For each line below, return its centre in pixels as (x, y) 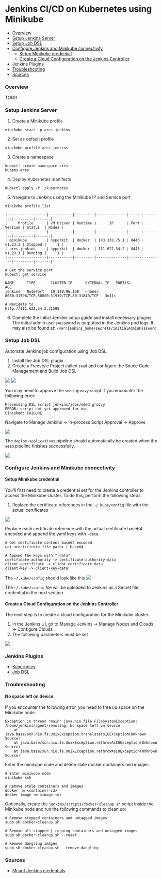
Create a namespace (33, 157)
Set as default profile (33, 139)
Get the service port (31, 270)
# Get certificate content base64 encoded (49, 542)
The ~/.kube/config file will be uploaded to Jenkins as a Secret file (72, 587)
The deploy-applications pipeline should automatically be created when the (81, 440)
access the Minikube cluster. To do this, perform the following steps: (73, 495)
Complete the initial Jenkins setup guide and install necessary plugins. (82, 318)
